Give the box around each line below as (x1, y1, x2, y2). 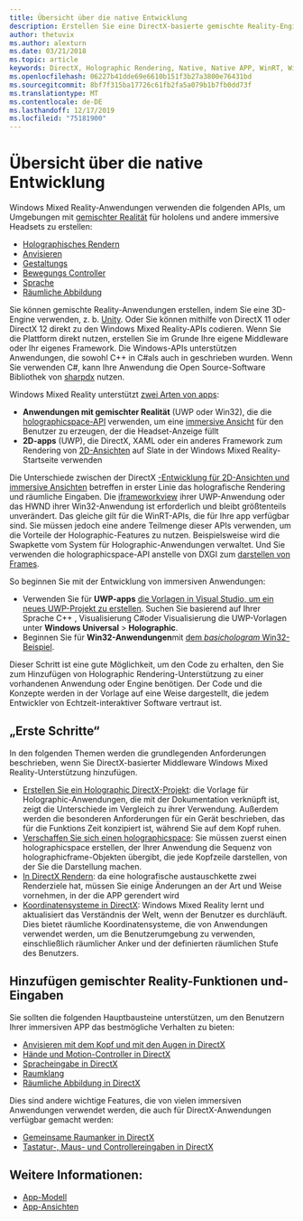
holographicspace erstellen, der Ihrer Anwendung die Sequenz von (22, 841, 272, 852)
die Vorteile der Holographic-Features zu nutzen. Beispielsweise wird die (9, 530, 280, 540)
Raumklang (22, 1067, 65, 1078)
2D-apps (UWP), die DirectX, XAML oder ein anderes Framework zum (22, 436, 283, 446)
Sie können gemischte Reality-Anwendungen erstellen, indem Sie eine (9, 305, 270, 315)
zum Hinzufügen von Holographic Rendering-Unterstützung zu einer (9, 669, 264, 680)
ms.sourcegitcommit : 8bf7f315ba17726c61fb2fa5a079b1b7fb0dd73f (9, 80, 252, 89)
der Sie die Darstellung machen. (22, 860, 142, 872)
